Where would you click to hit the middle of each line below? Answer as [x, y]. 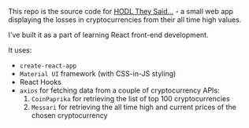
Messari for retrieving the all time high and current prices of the [134, 107]
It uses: [20, 50]
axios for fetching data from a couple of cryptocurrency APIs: [119, 90]
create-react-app [48, 66]
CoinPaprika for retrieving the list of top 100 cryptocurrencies [130, 99]
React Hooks [40, 82]
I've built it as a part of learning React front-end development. [108, 35]
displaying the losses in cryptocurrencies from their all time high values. [125, 20]
